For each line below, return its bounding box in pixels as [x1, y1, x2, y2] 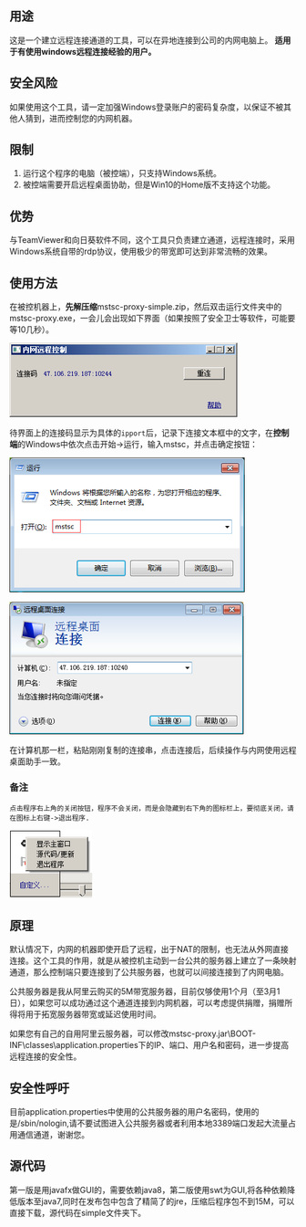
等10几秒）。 [9, 324, 55, 335]
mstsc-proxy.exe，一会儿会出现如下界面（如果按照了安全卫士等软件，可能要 [9, 313, 296, 324]
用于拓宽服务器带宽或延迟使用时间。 [25, 1009, 161, 1020]
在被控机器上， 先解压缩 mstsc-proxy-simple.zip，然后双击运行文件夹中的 [9, 301, 282, 312]
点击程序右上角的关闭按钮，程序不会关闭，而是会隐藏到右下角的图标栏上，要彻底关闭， [9, 804, 288, 813]
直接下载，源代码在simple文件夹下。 [9, 1207, 147, 1218]
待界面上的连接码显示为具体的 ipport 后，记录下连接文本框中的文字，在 [9, 427, 273, 438]
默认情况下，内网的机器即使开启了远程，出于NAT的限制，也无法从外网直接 [9, 944, 290, 955]
